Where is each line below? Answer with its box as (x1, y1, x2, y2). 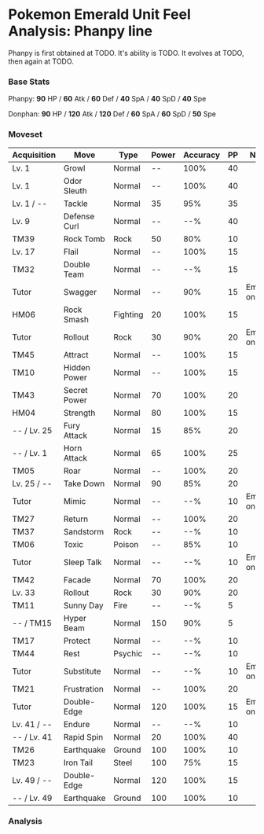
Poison (113, 538, 139, 549)
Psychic (113, 648, 143, 659)
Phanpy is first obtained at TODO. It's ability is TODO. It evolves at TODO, (8, 48, 244, 57)
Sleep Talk (63, 557, 102, 568)
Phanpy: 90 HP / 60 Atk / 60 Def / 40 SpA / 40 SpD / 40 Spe (8, 94, 207, 104)
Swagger (63, 286, 97, 297)
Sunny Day (63, 600, 104, 611)
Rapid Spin (63, 731, 104, 742)
